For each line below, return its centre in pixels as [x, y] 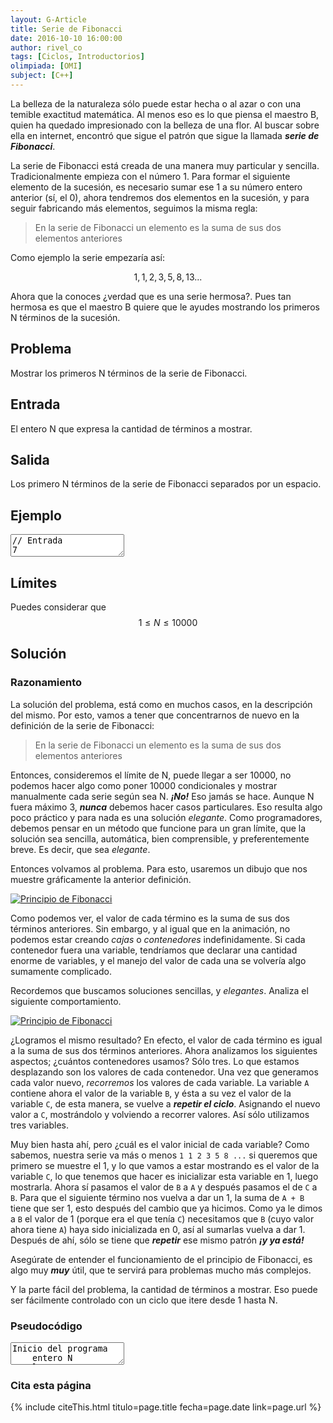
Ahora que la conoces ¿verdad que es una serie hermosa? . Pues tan [151, 296]
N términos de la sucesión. [65, 317]
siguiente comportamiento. [66, 1001]
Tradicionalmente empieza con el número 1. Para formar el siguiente [150, 176]
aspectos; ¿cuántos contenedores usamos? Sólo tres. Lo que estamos [155, 1061]
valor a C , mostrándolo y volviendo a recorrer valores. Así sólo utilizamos [160, 1114]
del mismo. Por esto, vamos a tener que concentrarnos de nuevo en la [155, 715]
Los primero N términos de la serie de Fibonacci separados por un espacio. [166, 484]
